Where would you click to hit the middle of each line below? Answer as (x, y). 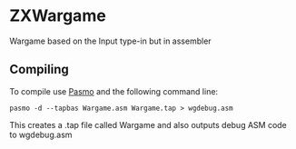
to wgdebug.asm (41, 134)
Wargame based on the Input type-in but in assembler (110, 41)
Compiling (39, 70)
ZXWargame (58, 16)
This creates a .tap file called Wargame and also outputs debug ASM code (148, 124)
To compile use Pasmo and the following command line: (114, 91)
